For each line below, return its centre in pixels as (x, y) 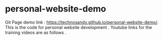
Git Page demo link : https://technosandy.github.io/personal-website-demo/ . (82, 22)
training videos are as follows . (36, 32)
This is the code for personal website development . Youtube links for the (79, 27)
